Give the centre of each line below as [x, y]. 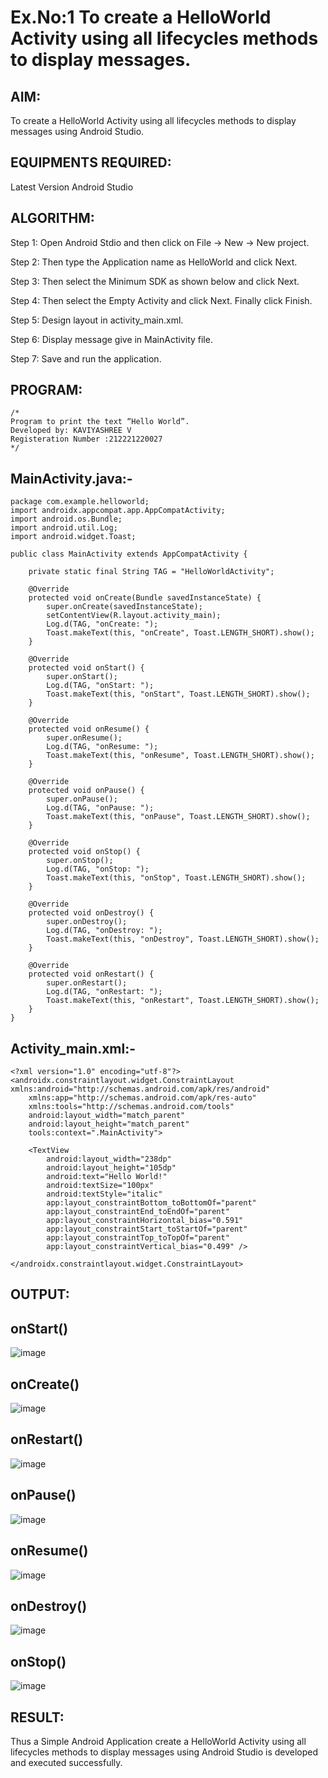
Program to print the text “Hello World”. [100, 422]
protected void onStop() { [84, 852]
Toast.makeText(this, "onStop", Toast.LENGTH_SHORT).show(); [176, 878]
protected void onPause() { [86, 791]
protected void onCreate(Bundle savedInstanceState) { [145, 598]
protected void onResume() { [89, 729]
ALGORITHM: [52, 218]
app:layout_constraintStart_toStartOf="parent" [147, 1229]
